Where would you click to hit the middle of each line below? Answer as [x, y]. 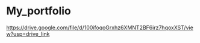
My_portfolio [39, 11]
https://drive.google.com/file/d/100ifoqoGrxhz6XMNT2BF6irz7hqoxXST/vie [100, 27]
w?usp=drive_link [28, 33]
